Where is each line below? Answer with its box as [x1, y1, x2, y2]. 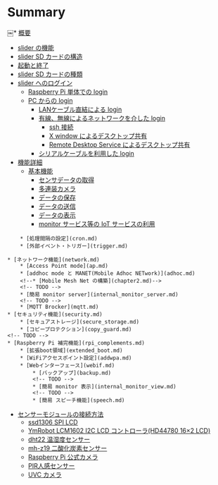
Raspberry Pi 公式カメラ [27, 453, 98, 461]
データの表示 [38, 211, 76, 219]
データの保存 [38, 193, 76, 202]
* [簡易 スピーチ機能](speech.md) [32, 396, 125, 404]
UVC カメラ [27, 470, 62, 479]
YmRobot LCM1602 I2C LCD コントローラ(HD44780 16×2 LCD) [27, 426, 211, 434]
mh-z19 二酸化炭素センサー [27, 443, 108, 452]
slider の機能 [17, 43, 54, 51]
